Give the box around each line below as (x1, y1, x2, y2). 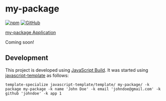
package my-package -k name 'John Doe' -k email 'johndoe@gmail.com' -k (5, 86, 161, 91)
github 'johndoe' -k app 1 (5, 91, 62, 96)
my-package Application (5, 29, 56, 35)
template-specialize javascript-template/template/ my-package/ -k (5, 82, 150, 87)
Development (5, 54, 49, 62)
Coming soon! (5, 39, 34, 45)
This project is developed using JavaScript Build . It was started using (5, 67, 148, 73)
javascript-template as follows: (5, 72, 69, 78)
